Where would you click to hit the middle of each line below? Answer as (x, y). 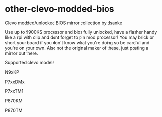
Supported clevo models (30, 62)
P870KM (14, 101)
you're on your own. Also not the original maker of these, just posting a (77, 48)
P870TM (14, 110)
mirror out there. (22, 53)
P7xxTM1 (14, 91)
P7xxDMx (15, 82)
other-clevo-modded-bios (60, 9)
